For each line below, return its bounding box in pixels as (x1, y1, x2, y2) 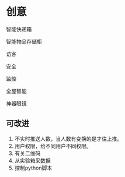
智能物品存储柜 (6, 38, 42, 45)
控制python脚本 (14, 164, 53, 171)
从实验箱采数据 (14, 157, 51, 164)
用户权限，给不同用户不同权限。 (14, 142, 92, 149)
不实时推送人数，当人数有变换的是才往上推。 (14, 135, 123, 142)
